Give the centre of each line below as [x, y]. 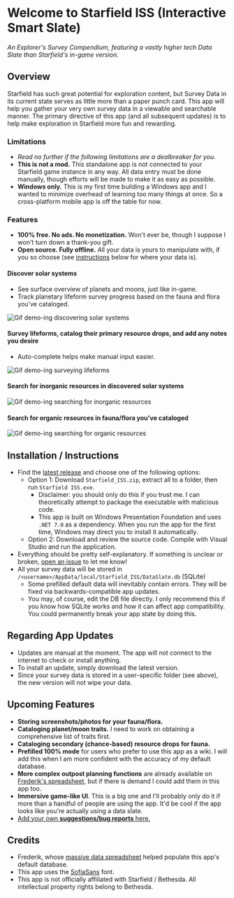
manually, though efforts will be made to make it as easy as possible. [116, 179]
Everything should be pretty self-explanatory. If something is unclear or [120, 554]
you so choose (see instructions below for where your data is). [107, 257]
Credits [24, 840]
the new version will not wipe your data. [75, 682]
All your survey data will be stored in [70, 569]
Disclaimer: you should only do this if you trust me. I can [119, 494]
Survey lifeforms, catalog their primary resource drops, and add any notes [117, 334]
